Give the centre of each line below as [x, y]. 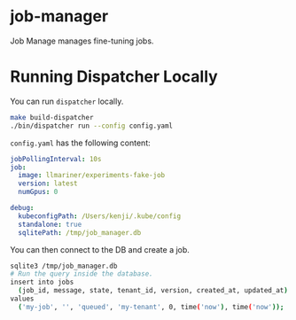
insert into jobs [42, 282]
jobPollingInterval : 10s [56, 159]
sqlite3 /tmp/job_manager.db [64, 266]
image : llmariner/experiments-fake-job [92, 176]
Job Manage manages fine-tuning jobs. [82, 41]
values [22, 299]
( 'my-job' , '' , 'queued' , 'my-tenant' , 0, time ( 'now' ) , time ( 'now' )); [151, 307]
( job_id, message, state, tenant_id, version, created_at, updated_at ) [153, 291]
